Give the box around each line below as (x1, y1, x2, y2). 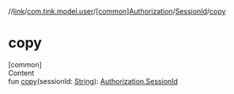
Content (8, 68, 35, 78)
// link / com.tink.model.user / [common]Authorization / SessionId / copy (8, 7, 226, 16)
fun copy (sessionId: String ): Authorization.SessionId (8, 76, 178, 85)
